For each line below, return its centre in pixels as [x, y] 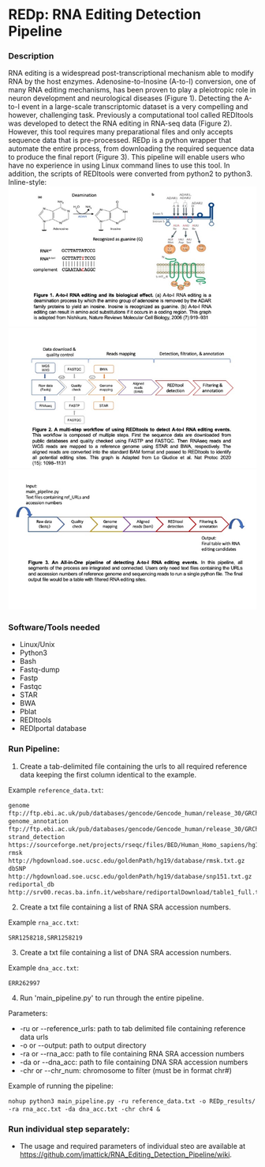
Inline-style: [28, 183]
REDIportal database [53, 728]
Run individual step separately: [69, 1129]
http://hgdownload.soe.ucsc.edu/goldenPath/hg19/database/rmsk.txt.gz [127, 860]
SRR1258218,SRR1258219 [45, 938]
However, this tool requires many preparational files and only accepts [121, 132]
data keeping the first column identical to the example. [108, 774]
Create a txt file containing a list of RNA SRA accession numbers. [125, 907]
